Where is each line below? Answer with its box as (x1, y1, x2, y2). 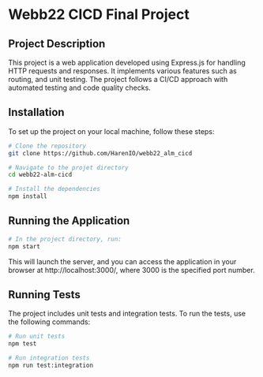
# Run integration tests (8, 354, 90, 362)
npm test (8, 340, 37, 348)
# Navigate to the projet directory (8, 163, 129, 171)
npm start (8, 242, 41, 250)
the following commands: (8, 317, 91, 327)
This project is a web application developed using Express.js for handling (8, 58, 246, 67)
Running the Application (8, 215, 130, 228)
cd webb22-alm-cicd (8, 171, 73, 179)
